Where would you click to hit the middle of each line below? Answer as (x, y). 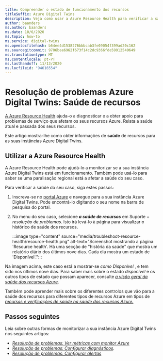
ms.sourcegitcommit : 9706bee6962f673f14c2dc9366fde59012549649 (70, 50)
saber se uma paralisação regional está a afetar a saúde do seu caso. (74, 178)
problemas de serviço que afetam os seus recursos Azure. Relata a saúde (79, 121)
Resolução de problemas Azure (69, 92)
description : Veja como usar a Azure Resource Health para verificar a (79, 18)
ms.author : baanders (26, 28)
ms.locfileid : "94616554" (31, 68)
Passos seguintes (32, 317)
